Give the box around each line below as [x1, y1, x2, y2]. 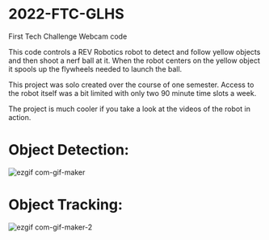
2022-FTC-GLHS [8, 5, 125, 23]
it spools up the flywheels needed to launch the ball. [8, 64, 183, 73]
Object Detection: [8, 141, 129, 159]
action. [8, 112, 32, 122]
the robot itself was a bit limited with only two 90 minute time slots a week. [8, 88, 257, 97]
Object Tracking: [8, 196, 124, 214]
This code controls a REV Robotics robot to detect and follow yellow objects [8, 47, 261, 56]
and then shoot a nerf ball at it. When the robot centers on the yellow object [8, 56, 260, 65]
